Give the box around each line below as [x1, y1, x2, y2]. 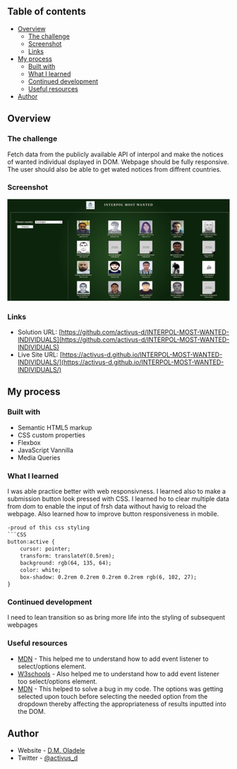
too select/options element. [17, 677, 97, 686]
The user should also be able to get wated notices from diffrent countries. [7, 165, 222, 173]
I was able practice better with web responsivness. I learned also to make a [7, 487, 226, 495]
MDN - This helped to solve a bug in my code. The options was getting [17, 684, 224, 693]
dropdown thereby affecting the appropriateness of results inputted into [17, 700, 227, 708]
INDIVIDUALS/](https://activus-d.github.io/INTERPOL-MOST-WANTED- [17, 357, 224, 366]
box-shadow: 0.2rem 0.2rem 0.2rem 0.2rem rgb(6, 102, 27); [20, 573, 197, 581]
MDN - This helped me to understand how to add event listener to [17, 654, 209, 663]
